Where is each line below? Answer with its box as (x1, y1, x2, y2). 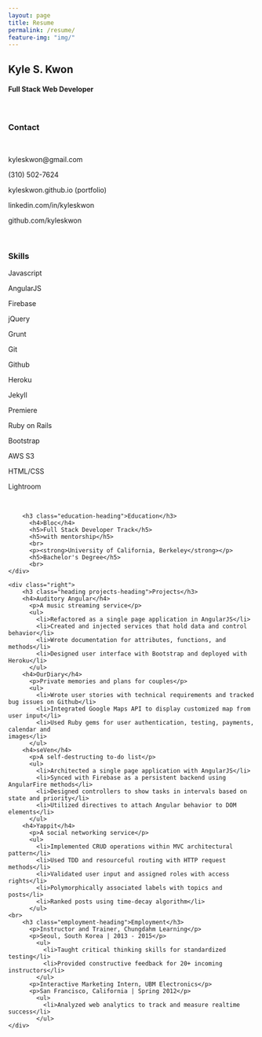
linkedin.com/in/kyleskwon (8, 201, 95, 210)
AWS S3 (8, 452, 35, 461)
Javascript (8, 268, 42, 278)
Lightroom (8, 482, 42, 492)
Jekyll (8, 390, 27, 400)
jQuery (8, 314, 30, 323)
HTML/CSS (8, 467, 45, 476)
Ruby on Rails (8, 421, 53, 430)
